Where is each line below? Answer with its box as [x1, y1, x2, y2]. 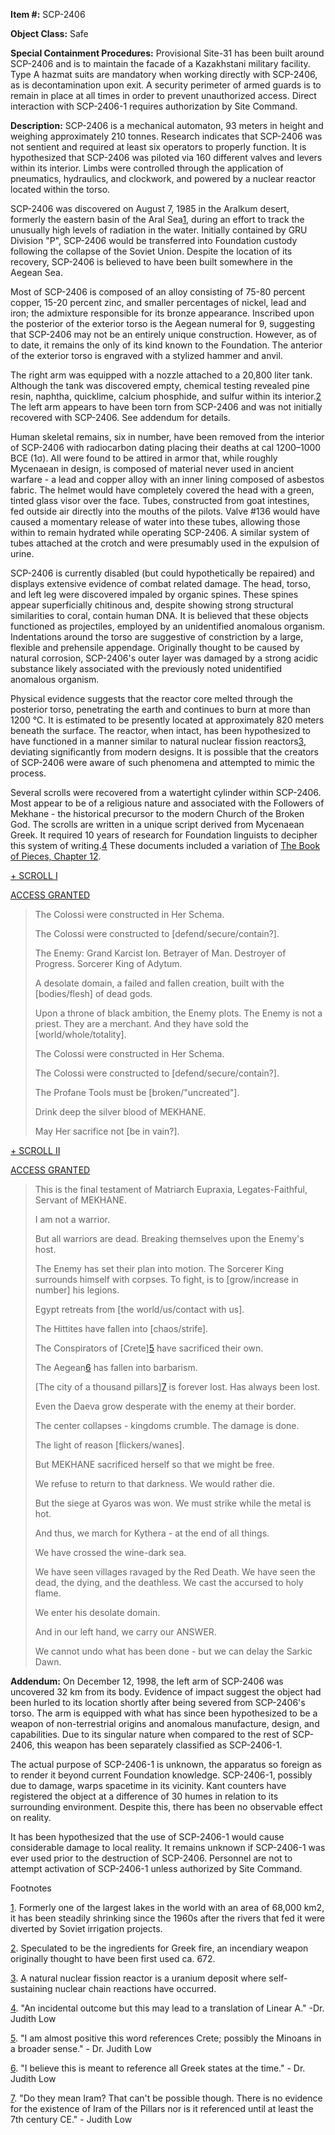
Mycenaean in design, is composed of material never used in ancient [10, 463, 295, 474]
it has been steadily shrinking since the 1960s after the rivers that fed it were [10, 1912, 326, 1924]
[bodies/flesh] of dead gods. [34, 988, 153, 999]
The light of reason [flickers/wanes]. [34, 1439, 185, 1451]
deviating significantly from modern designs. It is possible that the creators [10, 746, 319, 758]
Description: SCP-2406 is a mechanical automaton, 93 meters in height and [10, 120, 324, 131]
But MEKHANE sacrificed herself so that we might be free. [34, 1459, 275, 1470]
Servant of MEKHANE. [34, 1194, 127, 1206]
